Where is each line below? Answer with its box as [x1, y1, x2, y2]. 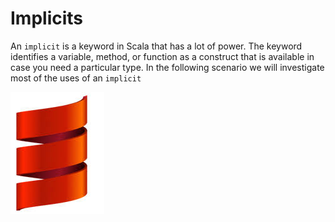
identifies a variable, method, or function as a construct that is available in [10, 50, 315, 62]
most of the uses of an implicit [10, 72, 142, 84]
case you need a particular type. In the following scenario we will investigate [10, 61, 325, 73]
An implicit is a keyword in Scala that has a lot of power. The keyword [10, 40, 303, 52]
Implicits [10, 7, 84, 30]
